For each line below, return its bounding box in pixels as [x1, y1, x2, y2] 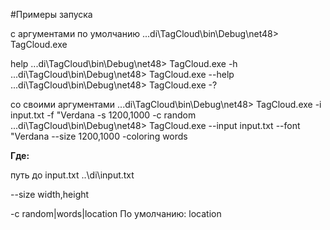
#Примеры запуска [10, 9, 93, 20]
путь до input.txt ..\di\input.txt [10, 169, 135, 181]
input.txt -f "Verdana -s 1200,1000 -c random [10, 109, 197, 121]
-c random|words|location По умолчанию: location [10, 208, 222, 219]
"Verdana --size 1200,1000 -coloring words [10, 130, 188, 142]
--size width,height [10, 189, 90, 200]
